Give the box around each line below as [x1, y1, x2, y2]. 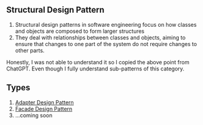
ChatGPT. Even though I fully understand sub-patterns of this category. [6, 65, 185, 72]
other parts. [15, 47, 45, 54]
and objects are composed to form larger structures [15, 27, 145, 35]
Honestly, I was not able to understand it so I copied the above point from [6, 58, 190, 66]
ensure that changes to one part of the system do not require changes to [15, 40, 197, 47]
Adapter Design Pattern [15, 98, 74, 106]
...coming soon [15, 112, 53, 119]
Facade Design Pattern [15, 105, 73, 112]
